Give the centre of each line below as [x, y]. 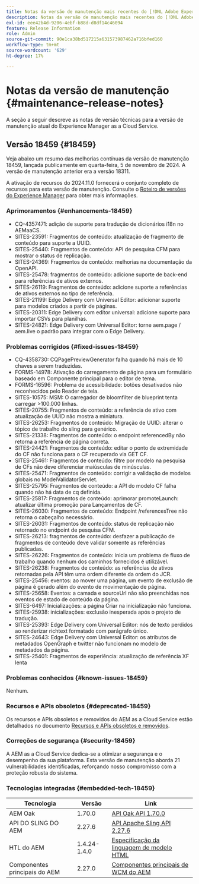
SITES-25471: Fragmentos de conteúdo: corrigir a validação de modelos [103, 473]
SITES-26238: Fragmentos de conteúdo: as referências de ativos [94, 567]
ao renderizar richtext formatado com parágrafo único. [81, 631]
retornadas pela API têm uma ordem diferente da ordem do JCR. [93, 574]
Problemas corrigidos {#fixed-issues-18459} [73, 346]
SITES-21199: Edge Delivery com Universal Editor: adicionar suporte [97, 299]
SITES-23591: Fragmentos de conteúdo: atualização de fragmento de [99, 236]
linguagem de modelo [142, 848]
